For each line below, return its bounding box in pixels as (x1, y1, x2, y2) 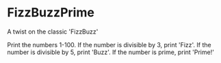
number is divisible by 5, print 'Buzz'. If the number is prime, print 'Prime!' (7, 48, 214, 56)
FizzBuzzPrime (7, 5, 94, 21)
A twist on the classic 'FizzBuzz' (7, 27, 99, 36)
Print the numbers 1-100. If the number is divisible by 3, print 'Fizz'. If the (7, 40, 211, 49)
